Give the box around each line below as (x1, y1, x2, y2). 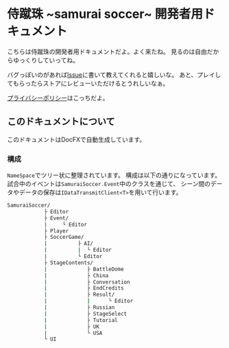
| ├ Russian (43, 304, 115, 311)
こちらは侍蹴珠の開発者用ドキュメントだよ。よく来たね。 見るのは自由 (7, 47, 207, 56)
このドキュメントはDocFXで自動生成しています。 (7, 135, 146, 143)
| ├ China (43, 272, 109, 279)
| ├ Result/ (43, 291, 115, 299)
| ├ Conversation (43, 279, 130, 286)
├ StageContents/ (43, 259, 94, 266)
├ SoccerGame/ (43, 234, 84, 241)
